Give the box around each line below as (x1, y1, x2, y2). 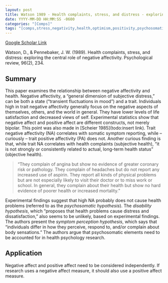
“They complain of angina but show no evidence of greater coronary (17, 161, 159, 167)
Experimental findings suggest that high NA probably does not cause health (5, 197, 161, 203)
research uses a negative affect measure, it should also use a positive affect (5, 267, 162, 273)
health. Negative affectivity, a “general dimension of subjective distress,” (5, 93, 155, 99)
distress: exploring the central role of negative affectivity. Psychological (5, 54, 153, 60)
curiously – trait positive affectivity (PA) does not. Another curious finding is (5, 135, 161, 141)
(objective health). (5, 151, 43, 157)
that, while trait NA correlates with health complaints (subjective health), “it (5, 140, 159, 146)
